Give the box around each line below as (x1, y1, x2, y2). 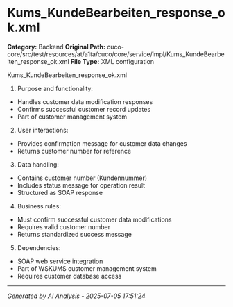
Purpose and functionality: (17, 84, 94, 92)
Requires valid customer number (17, 222, 111, 231)
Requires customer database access (17, 272, 122, 280)
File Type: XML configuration (70, 57, 155, 65)
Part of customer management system (17, 113, 127, 121)
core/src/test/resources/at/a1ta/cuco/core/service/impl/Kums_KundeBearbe (7, 50, 225, 58)
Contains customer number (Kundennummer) (17, 174, 148, 182)
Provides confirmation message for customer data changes (17, 139, 187, 147)
